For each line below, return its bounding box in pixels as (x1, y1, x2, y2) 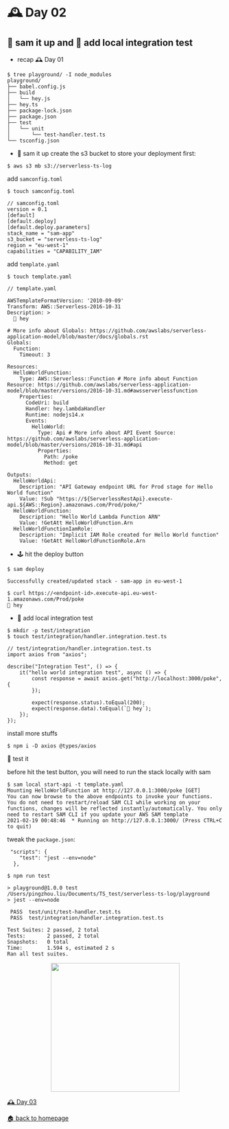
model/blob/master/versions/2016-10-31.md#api (7, 441, 143, 448)
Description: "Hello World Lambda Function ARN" (19, 513, 161, 520)
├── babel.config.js (7, 83, 67, 90)
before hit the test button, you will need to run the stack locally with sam (7, 768, 211, 776)
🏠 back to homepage (7, 1114, 69, 1122)
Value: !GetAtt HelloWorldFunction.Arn (19, 520, 134, 526)
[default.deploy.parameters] (7, 224, 91, 231)
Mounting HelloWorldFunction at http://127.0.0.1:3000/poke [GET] (7, 787, 201, 794)
